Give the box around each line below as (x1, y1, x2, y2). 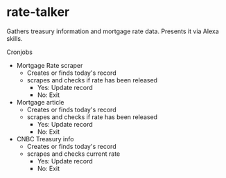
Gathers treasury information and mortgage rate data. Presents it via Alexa (6, 27, 219, 35)
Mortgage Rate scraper (16, 61, 83, 69)
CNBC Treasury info (16, 134, 74, 143)
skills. (6, 34, 23, 42)
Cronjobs (6, 48, 33, 56)
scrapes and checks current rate (26, 150, 121, 158)
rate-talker (6, 4, 70, 20)
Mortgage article (16, 98, 64, 106)
